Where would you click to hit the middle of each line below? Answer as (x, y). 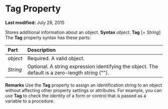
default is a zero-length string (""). (68, 72)
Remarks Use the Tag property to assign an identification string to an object (84, 85)
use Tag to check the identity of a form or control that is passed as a (76, 95)
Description (41, 49)
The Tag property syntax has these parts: (48, 37)
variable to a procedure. (30, 101)
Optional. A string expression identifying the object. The (93, 66)
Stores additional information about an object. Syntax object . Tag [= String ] (83, 32)
